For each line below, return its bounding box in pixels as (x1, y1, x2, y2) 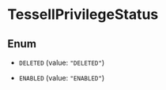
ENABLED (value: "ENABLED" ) (18, 73, 104, 82)
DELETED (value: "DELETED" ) (18, 58, 104, 67)
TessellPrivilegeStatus (7, 6, 159, 24)
